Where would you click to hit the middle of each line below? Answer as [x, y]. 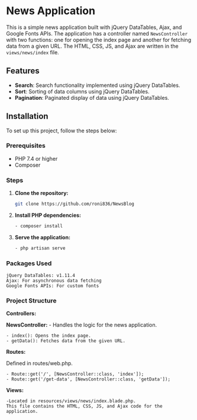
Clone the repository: [41, 193]
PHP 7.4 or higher [36, 158]
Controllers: [21, 314]
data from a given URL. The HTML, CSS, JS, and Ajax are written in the [92, 46]
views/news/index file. [33, 52]
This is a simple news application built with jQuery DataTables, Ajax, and [94, 27]
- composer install [39, 226]
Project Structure [31, 301]
